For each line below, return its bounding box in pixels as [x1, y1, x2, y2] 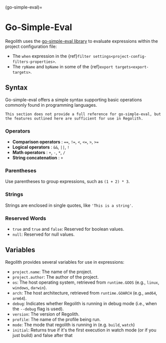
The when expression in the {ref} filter [12, 53, 91, 59]
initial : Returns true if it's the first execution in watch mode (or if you [12, 327, 157, 333]
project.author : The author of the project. [12, 274, 99, 280]
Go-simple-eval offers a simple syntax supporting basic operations [5, 97, 142, 103]
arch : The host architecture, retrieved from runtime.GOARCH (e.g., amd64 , [12, 290, 158, 296]
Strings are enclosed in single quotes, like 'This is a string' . [5, 202, 133, 208]
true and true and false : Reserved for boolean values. [12, 226, 124, 232]
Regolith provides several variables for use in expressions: [5, 259, 125, 265]
